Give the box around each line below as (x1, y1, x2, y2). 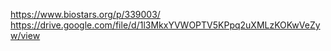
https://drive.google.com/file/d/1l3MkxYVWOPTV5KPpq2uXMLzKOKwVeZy (10, 19, 321, 31)
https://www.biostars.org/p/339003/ (10, 9, 161, 20)
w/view (10, 30, 41, 41)
